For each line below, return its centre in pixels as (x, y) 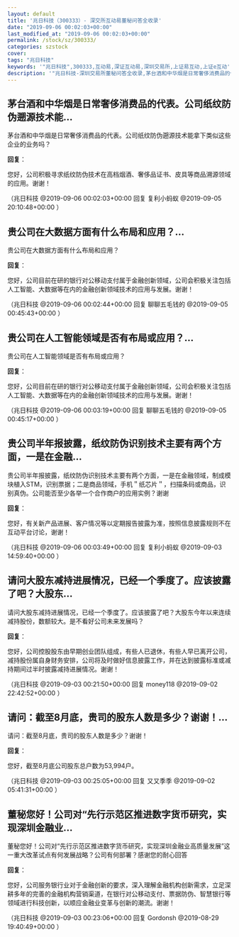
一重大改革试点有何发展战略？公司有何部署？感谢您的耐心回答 (98, 855)
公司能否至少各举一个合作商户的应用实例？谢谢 (100, 493)
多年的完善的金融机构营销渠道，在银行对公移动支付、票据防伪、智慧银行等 (122, 894)
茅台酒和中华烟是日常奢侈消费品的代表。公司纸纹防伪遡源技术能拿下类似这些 (119, 135)
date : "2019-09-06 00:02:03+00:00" (60, 27)
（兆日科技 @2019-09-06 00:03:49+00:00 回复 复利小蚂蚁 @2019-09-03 (115, 547)
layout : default (31, 14)
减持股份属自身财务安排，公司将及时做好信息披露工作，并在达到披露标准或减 (119, 660)
